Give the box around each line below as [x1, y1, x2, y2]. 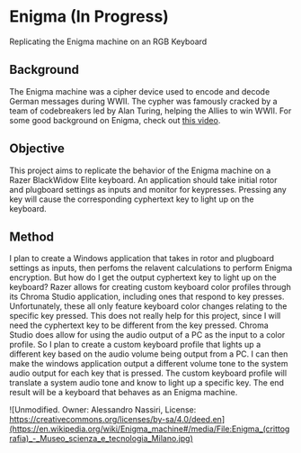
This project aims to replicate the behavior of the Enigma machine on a [9, 165, 271, 176]
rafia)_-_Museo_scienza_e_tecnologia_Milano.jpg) [9, 433, 193, 444]
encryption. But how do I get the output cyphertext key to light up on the [9, 272, 277, 283]
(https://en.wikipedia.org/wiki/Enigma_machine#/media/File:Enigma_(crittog [9, 423, 290, 434]
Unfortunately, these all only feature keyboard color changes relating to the [9, 301, 288, 312]
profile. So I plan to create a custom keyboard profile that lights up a [9, 340, 261, 350]
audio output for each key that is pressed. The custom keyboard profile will [9, 367, 288, 379]
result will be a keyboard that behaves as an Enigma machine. [9, 387, 238, 398]
